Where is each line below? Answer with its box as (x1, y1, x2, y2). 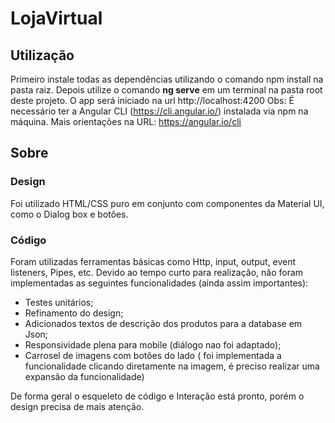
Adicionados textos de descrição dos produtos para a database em (24, 317, 303, 329)
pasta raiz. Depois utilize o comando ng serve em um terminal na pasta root (10, 84, 323, 96)
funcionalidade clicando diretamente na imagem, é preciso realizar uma (24, 360, 320, 372)
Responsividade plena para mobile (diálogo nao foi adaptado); (24, 338, 282, 351)
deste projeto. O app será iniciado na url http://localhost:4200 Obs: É (10, 95, 295, 106)
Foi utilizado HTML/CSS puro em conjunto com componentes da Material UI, (10, 197, 325, 209)
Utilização (10, 47, 75, 64)
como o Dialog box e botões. (10, 208, 129, 220)
